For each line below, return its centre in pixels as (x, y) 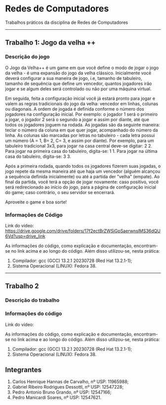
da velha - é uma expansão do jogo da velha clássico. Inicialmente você (78, 73)
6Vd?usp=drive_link (25, 236)
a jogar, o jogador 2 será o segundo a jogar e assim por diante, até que (77, 119)
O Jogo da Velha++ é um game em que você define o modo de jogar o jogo (82, 67)
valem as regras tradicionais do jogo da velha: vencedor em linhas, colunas (82, 103)
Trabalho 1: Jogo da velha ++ (50, 43)
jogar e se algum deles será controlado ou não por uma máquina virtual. (78, 89)
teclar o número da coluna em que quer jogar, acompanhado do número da (82, 130)
